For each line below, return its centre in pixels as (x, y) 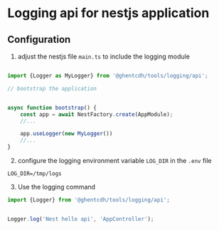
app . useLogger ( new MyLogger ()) (66, 134)
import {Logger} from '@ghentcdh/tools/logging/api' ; (89, 200)
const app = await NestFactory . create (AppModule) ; (97, 114)
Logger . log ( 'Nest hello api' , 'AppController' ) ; (81, 219)
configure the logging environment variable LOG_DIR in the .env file (114, 161)
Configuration (39, 40)
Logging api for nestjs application (108, 13)
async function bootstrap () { (52, 108)
